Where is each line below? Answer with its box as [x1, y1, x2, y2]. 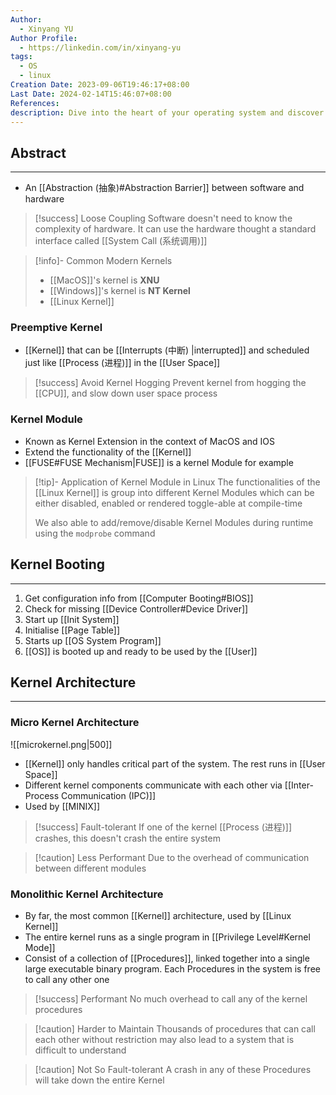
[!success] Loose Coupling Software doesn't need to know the [34, 212, 293, 225]
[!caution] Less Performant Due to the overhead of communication [34, 851, 310, 863]
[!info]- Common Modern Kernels [34, 255, 173, 267]
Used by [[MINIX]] [24, 800, 101, 812]
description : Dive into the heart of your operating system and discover [10, 107, 325, 118]
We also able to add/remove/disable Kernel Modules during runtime [34, 516, 314, 528]
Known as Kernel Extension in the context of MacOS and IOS [24, 435, 276, 447]
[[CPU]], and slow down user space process [34, 387, 218, 400]
